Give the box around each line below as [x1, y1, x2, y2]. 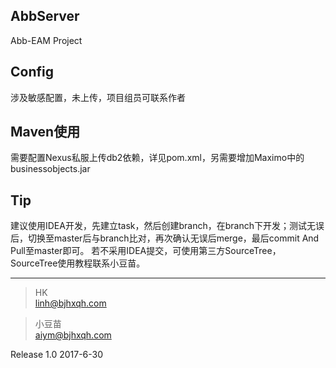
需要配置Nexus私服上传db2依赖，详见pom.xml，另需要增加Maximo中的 [10, 152, 305, 164]
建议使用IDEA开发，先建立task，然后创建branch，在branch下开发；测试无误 [10, 220, 325, 232]
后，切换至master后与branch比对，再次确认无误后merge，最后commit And [10, 232, 320, 244]
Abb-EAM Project [10, 34, 83, 46]
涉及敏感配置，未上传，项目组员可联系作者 [10, 91, 186, 103]
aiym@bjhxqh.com [34, 329, 112, 341]
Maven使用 [10, 124, 81, 141]
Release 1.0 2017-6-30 [10, 349, 104, 361]
